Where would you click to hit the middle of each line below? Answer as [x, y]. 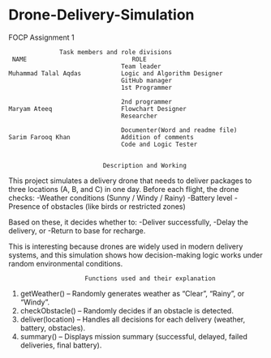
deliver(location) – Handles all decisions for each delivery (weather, [133, 319]
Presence [24, 206]
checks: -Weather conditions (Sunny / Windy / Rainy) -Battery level [120, 198]
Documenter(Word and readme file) [179, 130]
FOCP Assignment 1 [41, 37]
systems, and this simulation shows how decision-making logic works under [136, 255]
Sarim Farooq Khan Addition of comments [101, 137]
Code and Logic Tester [159, 144]
